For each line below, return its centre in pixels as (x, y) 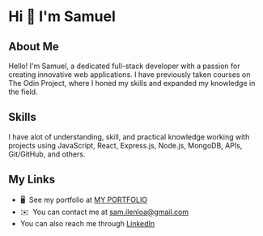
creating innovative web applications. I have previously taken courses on (129, 75)
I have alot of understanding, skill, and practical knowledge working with (129, 136)
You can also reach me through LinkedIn (87, 223)
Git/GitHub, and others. (47, 154)
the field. (23, 92)
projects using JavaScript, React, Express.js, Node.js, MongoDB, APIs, (125, 145)
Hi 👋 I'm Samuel (62, 17)
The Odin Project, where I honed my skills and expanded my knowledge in (132, 83)
